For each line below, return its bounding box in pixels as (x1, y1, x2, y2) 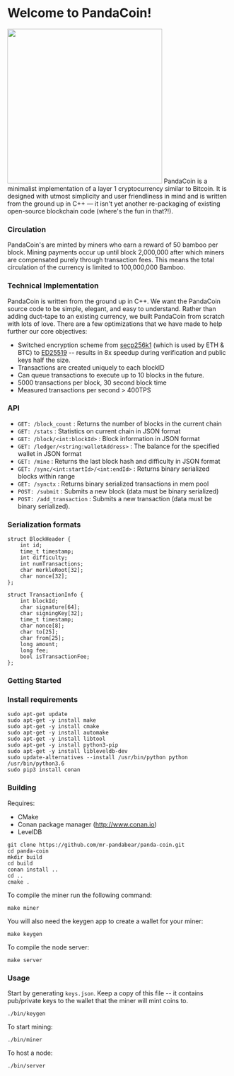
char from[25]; (20, 635, 65, 642)
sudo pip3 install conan (7, 766, 81, 773)
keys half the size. (17, 356, 71, 364)
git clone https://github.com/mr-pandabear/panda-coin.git (7, 841, 185, 848)
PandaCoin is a (163, 177, 208, 185)
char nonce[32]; (20, 573, 69, 580)
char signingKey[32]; (20, 610, 83, 617)
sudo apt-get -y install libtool (7, 735, 106, 743)
